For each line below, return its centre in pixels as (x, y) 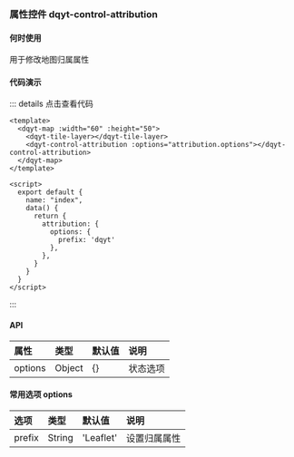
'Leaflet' (100, 437)
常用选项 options (41, 394)
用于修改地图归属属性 (49, 60)
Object (69, 367)
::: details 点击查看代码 (51, 104)
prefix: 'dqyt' (87, 240)
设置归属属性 (153, 438)
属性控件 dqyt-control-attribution (84, 14)
